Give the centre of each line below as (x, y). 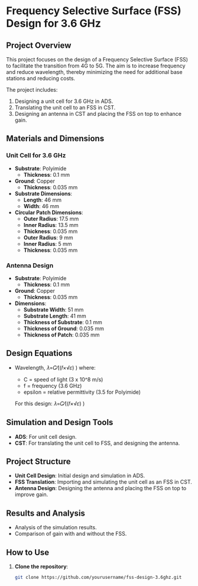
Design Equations (39, 353)
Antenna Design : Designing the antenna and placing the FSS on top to (100, 488)
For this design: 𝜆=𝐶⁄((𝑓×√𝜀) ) (50, 403)
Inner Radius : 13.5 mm (51, 225)
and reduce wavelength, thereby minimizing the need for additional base (94, 72)
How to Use (28, 552)
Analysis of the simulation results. (56, 527)
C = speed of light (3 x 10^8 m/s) (63, 379)
